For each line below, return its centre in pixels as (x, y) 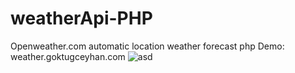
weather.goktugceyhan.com (68, 56)
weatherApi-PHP (81, 18)
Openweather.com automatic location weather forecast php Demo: (147, 46)
